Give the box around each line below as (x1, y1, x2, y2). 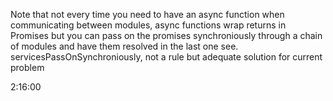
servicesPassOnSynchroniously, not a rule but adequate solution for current (10, 51, 323, 63)
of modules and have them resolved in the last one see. (10, 40, 239, 52)
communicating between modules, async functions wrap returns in (10, 19, 287, 31)
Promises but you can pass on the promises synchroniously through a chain (10, 30, 323, 41)
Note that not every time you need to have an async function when (10, 9, 285, 20)
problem (10, 62, 45, 73)
